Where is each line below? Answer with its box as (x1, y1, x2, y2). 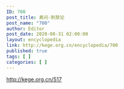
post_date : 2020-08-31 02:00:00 (6, 31, 88, 37)
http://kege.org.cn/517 (6, 76, 62, 83)
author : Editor (6, 25, 45, 32)
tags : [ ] (6, 54, 32, 60)
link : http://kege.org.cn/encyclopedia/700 (6, 43, 119, 49)
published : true (6, 48, 47, 54)
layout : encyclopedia (6, 37, 61, 43)
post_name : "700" (6, 20, 50, 26)
